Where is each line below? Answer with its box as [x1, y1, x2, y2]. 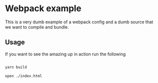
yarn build [5, 65, 27, 69]
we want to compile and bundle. [5, 24, 69, 30]
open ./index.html [5, 73, 42, 78]
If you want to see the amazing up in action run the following [5, 51, 126, 57]
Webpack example [5, 3, 81, 14]
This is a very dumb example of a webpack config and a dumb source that [5, 19, 154, 25]
